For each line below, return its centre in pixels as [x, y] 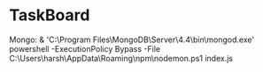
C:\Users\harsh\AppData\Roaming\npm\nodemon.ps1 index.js [121, 58]
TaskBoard [50, 15]
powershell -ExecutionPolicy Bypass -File [85, 48]
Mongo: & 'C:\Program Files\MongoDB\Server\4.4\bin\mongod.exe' [132, 40]
